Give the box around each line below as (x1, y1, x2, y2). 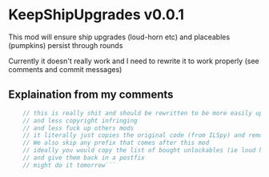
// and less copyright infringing (22, 116, 138, 125)
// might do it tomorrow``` (22, 161, 116, 169)
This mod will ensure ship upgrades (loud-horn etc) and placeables (8, 32, 231, 42)
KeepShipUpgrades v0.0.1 (8, 6, 185, 24)
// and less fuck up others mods (22, 124, 134, 132)
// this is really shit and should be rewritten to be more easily (22, 109, 252, 117)
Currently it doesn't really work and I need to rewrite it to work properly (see (8, 56, 259, 66)
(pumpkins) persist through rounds (8, 40, 123, 50)
